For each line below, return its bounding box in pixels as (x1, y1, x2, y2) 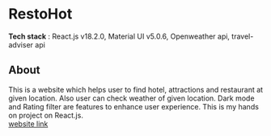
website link (8, 118, 49, 129)
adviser (8, 39, 34, 49)
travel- (231, 31, 254, 41)
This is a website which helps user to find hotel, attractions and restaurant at (8, 84, 264, 94)
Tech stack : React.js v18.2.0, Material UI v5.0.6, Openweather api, (8, 31, 231, 41)
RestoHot (8, 5, 73, 23)
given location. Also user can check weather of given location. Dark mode (8, 93, 255, 103)
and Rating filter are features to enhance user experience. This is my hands (8, 101, 259, 111)
